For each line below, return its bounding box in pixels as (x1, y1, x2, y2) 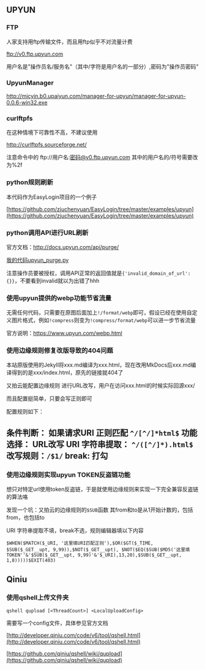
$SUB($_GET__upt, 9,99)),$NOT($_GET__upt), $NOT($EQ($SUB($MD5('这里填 (6, 547, 190, 553)
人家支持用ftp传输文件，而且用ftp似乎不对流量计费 (6, 38, 133, 45)
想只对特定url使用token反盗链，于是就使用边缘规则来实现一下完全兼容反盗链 (6, 486, 199, 493)
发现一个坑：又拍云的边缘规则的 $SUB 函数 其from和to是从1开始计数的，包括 (6, 506, 193, 513)
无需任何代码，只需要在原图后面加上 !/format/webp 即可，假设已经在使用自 (6, 309, 193, 316)
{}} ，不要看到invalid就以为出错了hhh (6, 277, 100, 284)
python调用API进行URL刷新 (6, 228, 89, 237)
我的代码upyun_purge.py (6, 256, 69, 264)
